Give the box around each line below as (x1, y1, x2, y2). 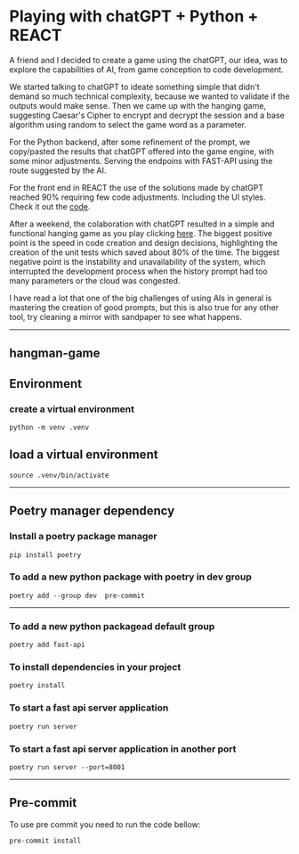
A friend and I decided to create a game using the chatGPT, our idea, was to (9, 54, 288, 65)
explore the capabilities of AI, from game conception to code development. (9, 64, 284, 75)
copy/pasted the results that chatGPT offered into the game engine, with (9, 145, 274, 157)
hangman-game (9, 346, 101, 361)
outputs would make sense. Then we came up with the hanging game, (9, 100, 267, 111)
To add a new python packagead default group (9, 620, 215, 632)
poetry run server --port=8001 (9, 763, 125, 772)
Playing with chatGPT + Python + (9, 6, 259, 27)
